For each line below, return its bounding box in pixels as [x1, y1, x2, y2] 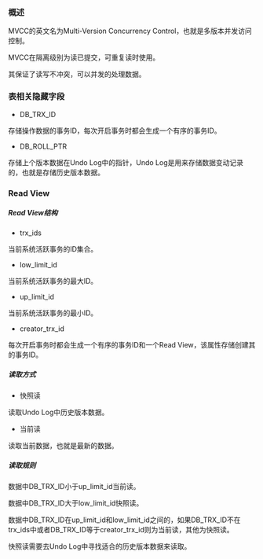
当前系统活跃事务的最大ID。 [8, 277, 98, 286]
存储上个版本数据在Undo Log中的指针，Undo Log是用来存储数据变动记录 [8, 157, 243, 167]
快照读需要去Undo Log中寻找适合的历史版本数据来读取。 [8, 542, 192, 551]
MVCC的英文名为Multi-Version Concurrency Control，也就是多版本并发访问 [8, 26, 253, 36]
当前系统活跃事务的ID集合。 [8, 245, 98, 254]
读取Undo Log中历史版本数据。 [8, 407, 109, 417]
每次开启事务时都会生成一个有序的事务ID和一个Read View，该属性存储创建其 [8, 340, 256, 350]
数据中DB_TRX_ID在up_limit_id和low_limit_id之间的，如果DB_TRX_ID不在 [8, 515, 241, 524]
